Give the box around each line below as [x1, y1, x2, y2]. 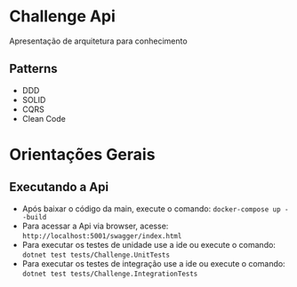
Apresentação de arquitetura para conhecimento [9, 36, 189, 46]
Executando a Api [9, 179, 109, 195]
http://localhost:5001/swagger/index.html [21, 231, 182, 241]
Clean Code [21, 113, 67, 124]
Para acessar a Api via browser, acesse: [21, 220, 169, 231]
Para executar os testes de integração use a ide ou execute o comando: [21, 258, 286, 268]
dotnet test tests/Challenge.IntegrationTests [21, 269, 198, 278]
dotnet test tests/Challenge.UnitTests [21, 251, 171, 259]
